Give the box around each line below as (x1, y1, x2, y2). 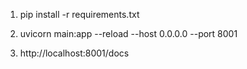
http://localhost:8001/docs (19, 47, 130, 59)
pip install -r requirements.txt (19, 9, 140, 20)
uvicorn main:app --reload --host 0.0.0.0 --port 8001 (19, 28, 238, 39)
